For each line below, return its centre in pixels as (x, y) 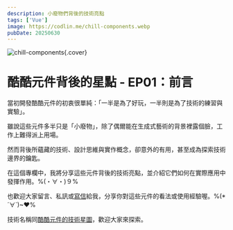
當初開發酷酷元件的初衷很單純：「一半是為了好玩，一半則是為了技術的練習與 (115, 103)
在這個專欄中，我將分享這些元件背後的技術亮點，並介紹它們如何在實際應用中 (116, 173)
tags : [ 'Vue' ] (28, 20)
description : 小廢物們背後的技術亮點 (56, 13)
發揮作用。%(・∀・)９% (43, 182)
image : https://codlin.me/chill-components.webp (79, 26)
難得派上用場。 (41, 135)
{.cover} (76, 52)
